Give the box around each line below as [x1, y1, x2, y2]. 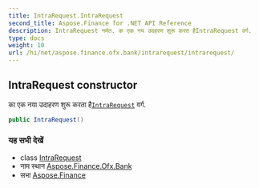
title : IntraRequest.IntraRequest [8, 11, 124, 20]
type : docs [8, 34, 45, 42]
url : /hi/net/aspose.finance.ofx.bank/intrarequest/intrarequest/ [8, 49, 235, 57]
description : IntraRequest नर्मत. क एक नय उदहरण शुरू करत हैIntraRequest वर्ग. [8, 26, 253, 34]
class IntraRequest [19, 153, 82, 162]
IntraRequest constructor [8, 78, 138, 92]
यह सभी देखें [8, 134, 44, 146]
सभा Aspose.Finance [19, 170, 87, 180]
